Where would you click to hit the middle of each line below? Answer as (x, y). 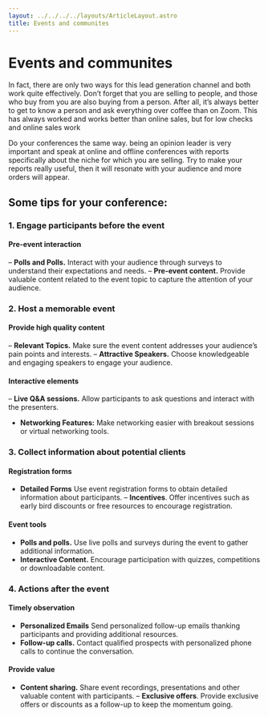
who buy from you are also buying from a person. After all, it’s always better (134, 102)
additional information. (57, 551)
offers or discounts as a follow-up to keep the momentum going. (126, 704)
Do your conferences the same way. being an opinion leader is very (120, 143)
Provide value (32, 670)
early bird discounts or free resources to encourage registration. (126, 506)
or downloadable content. (63, 568)
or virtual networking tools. (65, 431)
